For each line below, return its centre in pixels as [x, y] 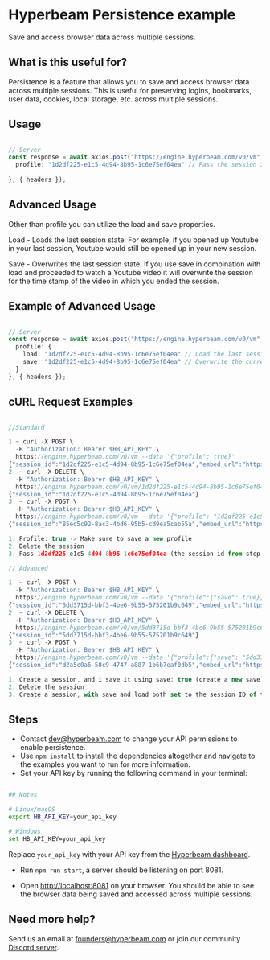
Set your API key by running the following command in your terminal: [133, 773]
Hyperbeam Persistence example [122, 15]
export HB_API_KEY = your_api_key [62, 817]
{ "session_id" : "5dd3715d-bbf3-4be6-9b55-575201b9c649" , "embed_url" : [125, 605]
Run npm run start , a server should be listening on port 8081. [121, 870]
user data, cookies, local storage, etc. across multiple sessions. [113, 99]
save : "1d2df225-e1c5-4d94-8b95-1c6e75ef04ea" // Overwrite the [133, 362]
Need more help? [52, 919]
